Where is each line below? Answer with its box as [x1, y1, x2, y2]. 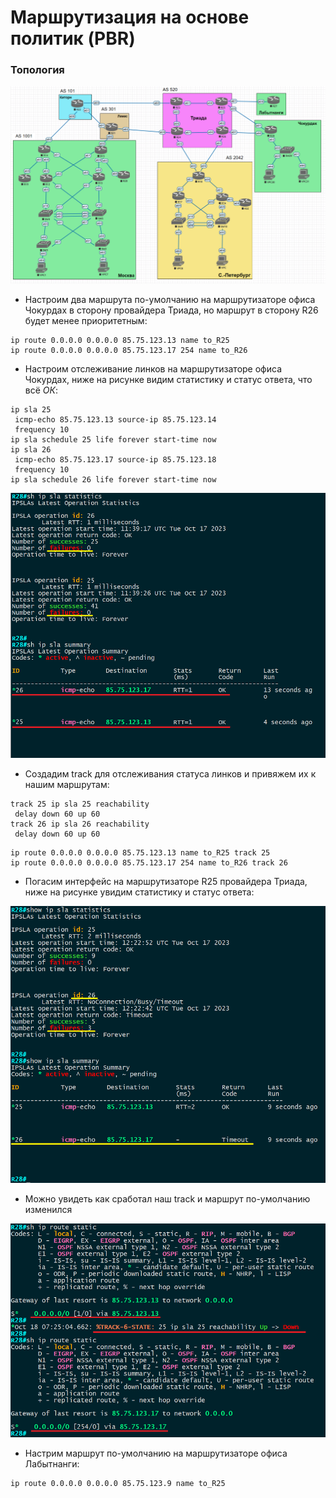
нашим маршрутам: [24, 778, 110, 790]
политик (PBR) [10, 27, 136, 50]
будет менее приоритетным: [24, 315, 148, 327]
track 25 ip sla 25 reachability [10, 799, 150, 809]
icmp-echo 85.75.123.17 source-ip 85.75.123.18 [14, 455, 217, 465]
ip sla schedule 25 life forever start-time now [10, 435, 217, 445]
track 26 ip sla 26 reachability [10, 819, 150, 829]
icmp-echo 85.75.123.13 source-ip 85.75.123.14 [14, 415, 217, 425]
